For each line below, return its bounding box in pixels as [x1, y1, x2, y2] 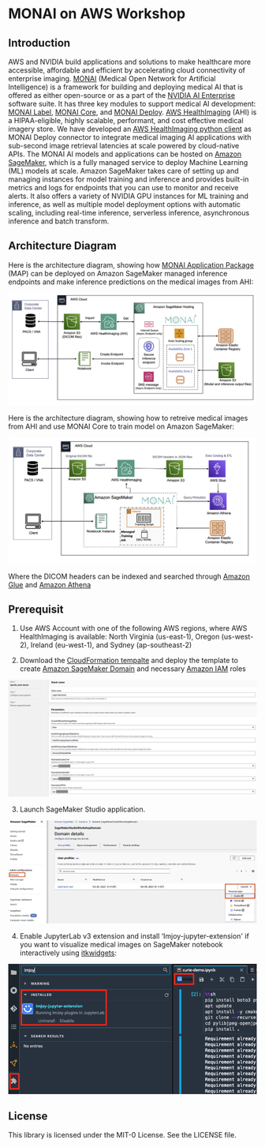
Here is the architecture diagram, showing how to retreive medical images [8, 414, 248, 423]
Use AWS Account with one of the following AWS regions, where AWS [19, 624, 248, 633]
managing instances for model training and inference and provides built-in [8, 174, 249, 184]
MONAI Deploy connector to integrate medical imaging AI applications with [8, 133, 252, 142]
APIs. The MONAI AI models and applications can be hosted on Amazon [8, 149, 242, 159]
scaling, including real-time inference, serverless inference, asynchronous [8, 208, 250, 217]
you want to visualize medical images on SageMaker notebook [19, 940, 223, 950]
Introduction [8, 36, 71, 50]
